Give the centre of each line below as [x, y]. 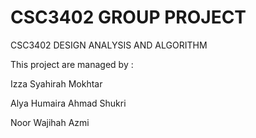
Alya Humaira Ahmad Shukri [68, 103]
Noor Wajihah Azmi [50, 122]
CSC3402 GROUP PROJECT [128, 17]
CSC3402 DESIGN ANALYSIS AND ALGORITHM [109, 45]
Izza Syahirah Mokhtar [56, 83]
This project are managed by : [72, 64]
